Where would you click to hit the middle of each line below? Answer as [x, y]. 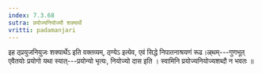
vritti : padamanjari [42, 30]
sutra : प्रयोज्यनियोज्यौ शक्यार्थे [45, 23]
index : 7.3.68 [32, 15]
